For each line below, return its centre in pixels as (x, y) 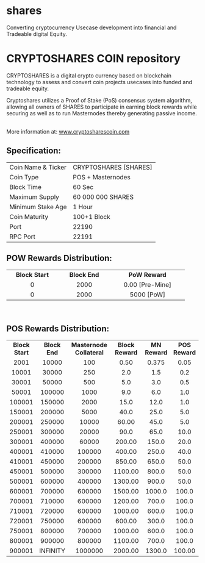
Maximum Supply (34, 197)
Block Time (25, 187)
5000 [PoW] (148, 295)
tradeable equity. (28, 88)
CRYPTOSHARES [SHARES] (113, 167)
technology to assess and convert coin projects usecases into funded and (99, 82)
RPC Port (22, 237)
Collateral (89, 353)
